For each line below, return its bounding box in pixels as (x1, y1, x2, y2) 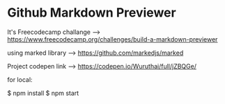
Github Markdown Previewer (7, 5, 176, 21)
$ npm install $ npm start (7, 89, 79, 97)
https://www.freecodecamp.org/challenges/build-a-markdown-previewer (7, 35, 218, 43)
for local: (7, 75, 33, 84)
